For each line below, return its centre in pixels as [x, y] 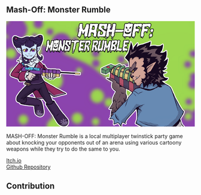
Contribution [31, 186]
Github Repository [28, 167]
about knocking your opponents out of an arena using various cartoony [94, 143]
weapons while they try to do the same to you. [63, 149]
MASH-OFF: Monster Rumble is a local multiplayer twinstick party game [95, 136]
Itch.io [14, 161]
